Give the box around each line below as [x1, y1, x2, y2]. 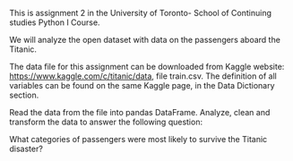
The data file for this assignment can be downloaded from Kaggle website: [9, 62, 285, 72]
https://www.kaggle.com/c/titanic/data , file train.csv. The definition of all [9, 71, 278, 81]
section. [9, 89, 39, 100]
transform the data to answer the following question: [9, 116, 203, 127]
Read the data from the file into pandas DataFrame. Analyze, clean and [9, 107, 271, 117]
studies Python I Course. [9, 17, 100, 28]
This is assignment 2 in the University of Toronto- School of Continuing [9, 8, 271, 18]
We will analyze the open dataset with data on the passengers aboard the [9, 35, 280, 45]
